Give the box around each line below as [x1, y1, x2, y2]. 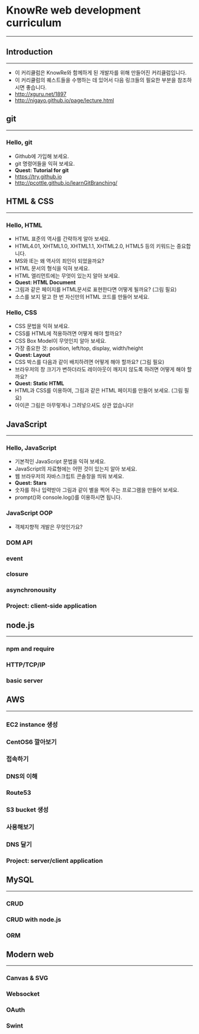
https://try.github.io [14, 173, 62, 180]
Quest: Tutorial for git [14, 166, 69, 173]
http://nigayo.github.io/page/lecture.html [14, 96, 114, 104]
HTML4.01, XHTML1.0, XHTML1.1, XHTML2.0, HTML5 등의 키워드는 [14, 242, 176, 249]
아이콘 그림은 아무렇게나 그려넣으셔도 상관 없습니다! [14, 402, 134, 409]
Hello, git [6, 138, 33, 147]
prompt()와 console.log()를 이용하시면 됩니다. [14, 494, 123, 501]
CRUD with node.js [6, 915, 62, 923]
